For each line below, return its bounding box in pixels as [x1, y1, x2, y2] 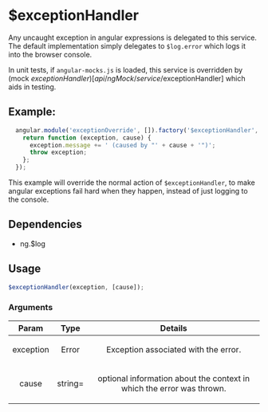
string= [57, 378, 85, 389]
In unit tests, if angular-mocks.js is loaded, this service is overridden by [8, 65, 243, 74]
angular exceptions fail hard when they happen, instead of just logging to [8, 186, 249, 195]
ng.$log [19, 238, 46, 249]
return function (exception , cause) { [22, 134, 152, 142]
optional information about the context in [97, 373, 250, 384]
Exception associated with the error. [106, 343, 242, 355]
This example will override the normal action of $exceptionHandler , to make [8, 178, 255, 187]
